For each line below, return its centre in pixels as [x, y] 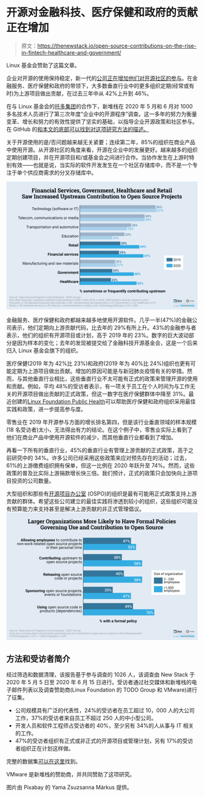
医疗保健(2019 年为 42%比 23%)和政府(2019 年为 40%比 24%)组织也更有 [98, 363]
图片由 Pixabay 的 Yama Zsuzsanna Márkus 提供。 [69, 787]
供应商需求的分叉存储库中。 [62, 172]
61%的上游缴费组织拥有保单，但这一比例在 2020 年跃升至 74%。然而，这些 [101, 465]
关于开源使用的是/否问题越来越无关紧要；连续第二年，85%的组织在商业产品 [101, 142]
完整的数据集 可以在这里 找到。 [43, 762]
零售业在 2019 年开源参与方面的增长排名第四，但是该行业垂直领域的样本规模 [102, 422]
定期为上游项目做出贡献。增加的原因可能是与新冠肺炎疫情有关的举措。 [99, 371]
